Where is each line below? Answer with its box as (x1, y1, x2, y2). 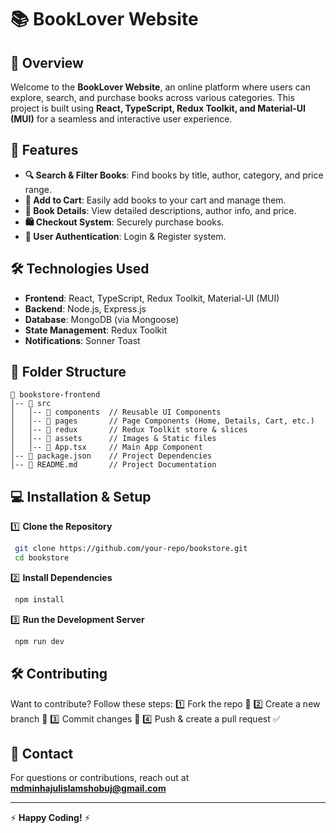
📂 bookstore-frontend (10, 390, 101, 400)
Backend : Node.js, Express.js (24, 302, 147, 315)
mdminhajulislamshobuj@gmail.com (10, 782, 167, 795)
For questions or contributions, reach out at (10, 772, 190, 784)
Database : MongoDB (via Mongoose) (24, 313, 180, 325)
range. (24, 183, 52, 195)
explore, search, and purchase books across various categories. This (10, 92, 295, 103)
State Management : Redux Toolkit (24, 324, 168, 336)
